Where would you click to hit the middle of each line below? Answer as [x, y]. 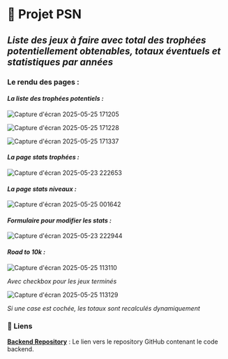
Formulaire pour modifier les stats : [59, 220]
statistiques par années [60, 62]
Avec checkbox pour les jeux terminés [62, 281]
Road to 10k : [26, 252]
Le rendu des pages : [44, 82]
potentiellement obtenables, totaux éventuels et [114, 51]
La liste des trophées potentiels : [55, 99]
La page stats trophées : [43, 157]
